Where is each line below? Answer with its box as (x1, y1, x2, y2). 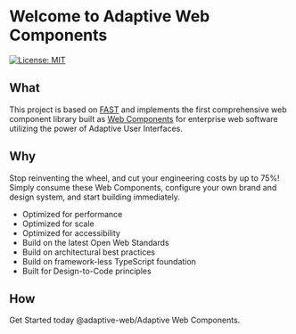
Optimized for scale (21, 218, 95, 229)
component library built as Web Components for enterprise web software (9, 113, 278, 124)
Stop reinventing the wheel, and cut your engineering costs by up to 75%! (9, 172, 280, 183)
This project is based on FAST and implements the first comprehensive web (9, 104, 287, 115)
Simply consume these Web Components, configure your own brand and (9, 182, 277, 192)
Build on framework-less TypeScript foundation (21, 256, 196, 266)
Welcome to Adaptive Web (9, 6, 210, 27)
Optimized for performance (21, 208, 123, 219)
